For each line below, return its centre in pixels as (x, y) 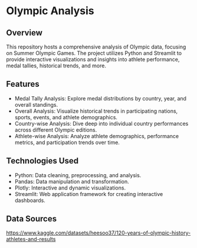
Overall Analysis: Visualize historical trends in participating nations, (96, 111)
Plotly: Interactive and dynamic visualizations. (70, 188)
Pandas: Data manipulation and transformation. (72, 181)
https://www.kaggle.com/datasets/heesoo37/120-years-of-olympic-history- (98, 233)
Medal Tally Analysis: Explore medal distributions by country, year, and (101, 98)
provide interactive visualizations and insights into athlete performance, (93, 59)
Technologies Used (42, 161)
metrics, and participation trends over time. (67, 142)
